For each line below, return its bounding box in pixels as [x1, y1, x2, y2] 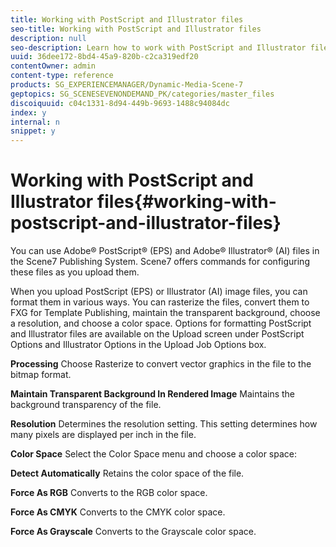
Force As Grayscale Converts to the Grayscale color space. [10, 526, 257, 538]
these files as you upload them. [10, 266, 140, 278]
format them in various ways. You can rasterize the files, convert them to [10, 296, 310, 308]
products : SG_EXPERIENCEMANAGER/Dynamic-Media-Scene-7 [10, 80, 244, 90]
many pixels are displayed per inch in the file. [10, 429, 197, 441]
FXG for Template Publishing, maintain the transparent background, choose [10, 307, 321, 319]
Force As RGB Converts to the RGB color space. [10, 487, 208, 499]
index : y [10, 107, 47, 118]
